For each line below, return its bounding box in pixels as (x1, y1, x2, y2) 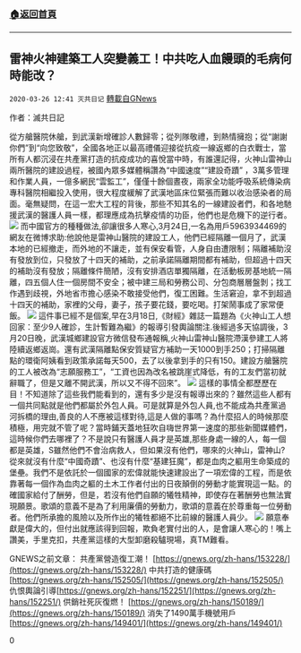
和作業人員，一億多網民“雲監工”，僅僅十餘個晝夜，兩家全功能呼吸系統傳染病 (9, 176, 291, 187)
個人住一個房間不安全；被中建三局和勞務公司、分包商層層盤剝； (39, 277, 276, 288)
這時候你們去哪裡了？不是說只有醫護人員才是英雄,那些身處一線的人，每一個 (9, 434, 287, 444)
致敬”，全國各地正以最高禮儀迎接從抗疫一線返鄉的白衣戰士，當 (55, 142, 287, 153)
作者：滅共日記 (9, 112, 64, 123)
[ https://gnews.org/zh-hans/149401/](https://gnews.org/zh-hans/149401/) (9, 618, 283, 629)
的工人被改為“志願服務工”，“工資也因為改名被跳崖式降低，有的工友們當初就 (9, 366, 287, 377)
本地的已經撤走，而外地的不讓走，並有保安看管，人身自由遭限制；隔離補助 (9, 244, 284, 254)
